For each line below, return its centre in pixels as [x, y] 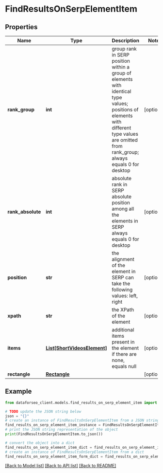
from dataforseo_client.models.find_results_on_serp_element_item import [81, 402]
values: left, [125, 296]
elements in [125, 221]
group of [122, 73]
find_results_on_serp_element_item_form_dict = [54, 456]
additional [123, 330]
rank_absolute [24, 212]
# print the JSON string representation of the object [62, 430]
